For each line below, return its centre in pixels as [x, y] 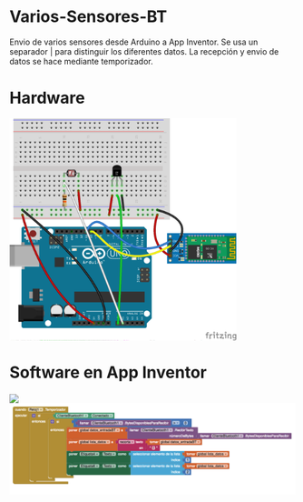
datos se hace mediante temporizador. [82, 61]
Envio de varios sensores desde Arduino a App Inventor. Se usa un [134, 42]
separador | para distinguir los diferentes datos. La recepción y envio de [144, 51]
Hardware [47, 98]
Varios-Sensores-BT [88, 17]
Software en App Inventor [108, 372]
